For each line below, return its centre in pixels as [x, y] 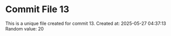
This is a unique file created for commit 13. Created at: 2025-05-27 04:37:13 [86, 23]
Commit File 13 [37, 9]
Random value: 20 [25, 28]
